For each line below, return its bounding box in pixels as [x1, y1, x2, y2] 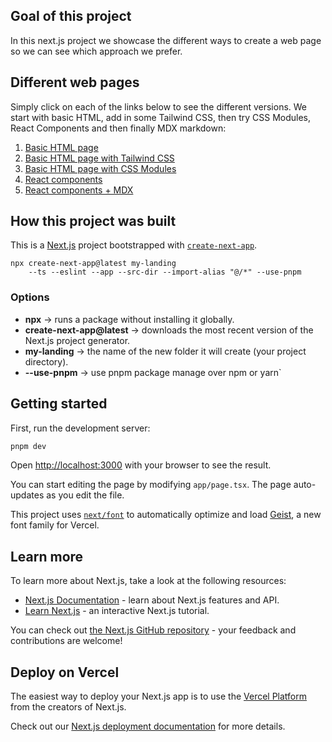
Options [10, 290, 50, 304]
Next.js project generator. [24, 334, 131, 346]
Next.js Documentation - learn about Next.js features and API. [24, 594, 280, 606]
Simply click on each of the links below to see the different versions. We [10, 100, 308, 113]
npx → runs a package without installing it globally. [24, 313, 235, 325]
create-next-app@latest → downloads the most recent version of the [24, 324, 314, 336]
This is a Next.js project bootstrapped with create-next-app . [10, 239, 258, 251]
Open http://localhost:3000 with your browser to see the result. [10, 459, 272, 471]
